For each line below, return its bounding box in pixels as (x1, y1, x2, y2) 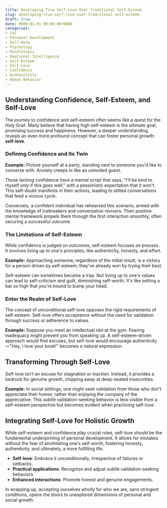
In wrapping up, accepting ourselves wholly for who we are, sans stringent (5, 486, 159, 492)
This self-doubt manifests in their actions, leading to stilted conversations (5, 187, 156, 193)
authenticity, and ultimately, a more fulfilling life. (5, 446, 104, 452)
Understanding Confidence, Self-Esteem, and (5, 96, 151, 104)
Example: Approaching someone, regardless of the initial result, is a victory (5, 257, 160, 263)
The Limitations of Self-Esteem (5, 231, 82, 238)
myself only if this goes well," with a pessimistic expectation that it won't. (5, 182, 156, 188)
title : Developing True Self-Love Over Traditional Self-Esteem (5, 7, 142, 13)
